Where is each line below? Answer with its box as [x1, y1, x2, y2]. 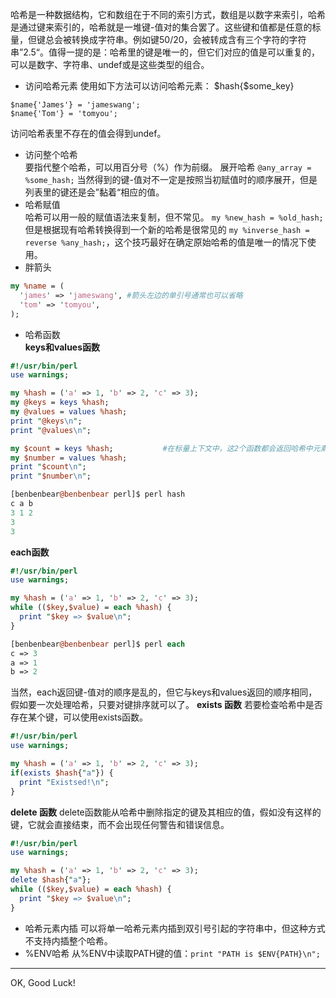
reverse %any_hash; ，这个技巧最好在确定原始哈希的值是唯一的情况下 [24, 236, 308, 248]
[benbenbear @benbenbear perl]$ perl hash [10, 489, 186, 500]
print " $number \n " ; [10, 471, 92, 482]
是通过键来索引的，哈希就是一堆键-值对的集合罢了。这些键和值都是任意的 [10, 21, 313, 33]
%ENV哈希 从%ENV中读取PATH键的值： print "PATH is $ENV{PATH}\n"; [24, 947, 321, 959]
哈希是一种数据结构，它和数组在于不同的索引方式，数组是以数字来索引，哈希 [10, 9, 326, 20]
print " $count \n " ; [10, 462, 87, 472]
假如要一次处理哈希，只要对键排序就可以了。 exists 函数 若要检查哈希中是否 [10, 699, 323, 711]
